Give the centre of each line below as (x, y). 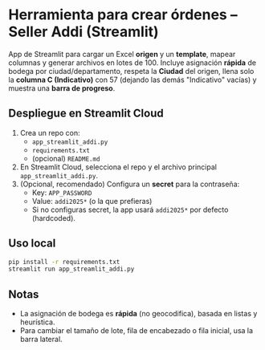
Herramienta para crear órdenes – (123, 15)
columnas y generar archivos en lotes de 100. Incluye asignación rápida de (132, 63)
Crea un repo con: (50, 132)
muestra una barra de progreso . (62, 88)
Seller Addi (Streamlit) (84, 32)
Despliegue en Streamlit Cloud (86, 114)
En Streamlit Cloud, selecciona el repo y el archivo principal (118, 167)
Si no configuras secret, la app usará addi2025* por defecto (130, 210)
